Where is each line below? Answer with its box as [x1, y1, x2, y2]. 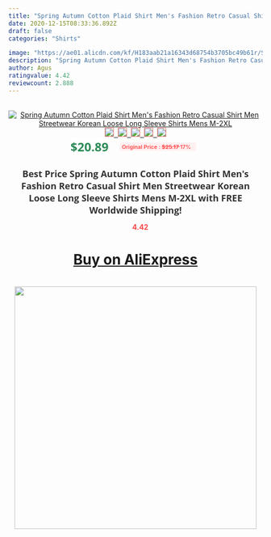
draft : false [8, 27, 52, 35]
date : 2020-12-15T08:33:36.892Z [8, 19, 117, 27]
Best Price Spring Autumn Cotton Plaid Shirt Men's [22, 167, 249, 180]
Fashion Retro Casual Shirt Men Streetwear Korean [21, 179, 250, 192]
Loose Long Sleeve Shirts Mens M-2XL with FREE [28, 191, 243, 205]
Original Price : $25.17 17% [122, 142, 192, 150]
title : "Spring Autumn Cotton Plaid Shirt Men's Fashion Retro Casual [8, 11, 251, 20]
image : [8, 49, 31, 57]
